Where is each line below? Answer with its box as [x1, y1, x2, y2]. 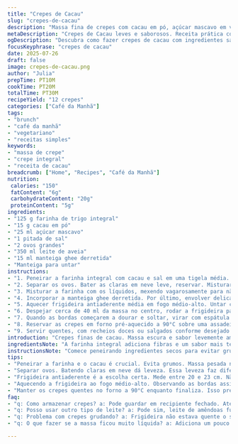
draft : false [7, 57, 46, 64]
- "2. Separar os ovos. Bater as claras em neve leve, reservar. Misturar [7, 281, 233, 288]
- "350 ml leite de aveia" [7, 248, 87, 256]
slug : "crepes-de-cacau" [7, 17, 81, 24]
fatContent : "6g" [10, 189, 62, 196]
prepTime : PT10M [7, 76, 55, 84]
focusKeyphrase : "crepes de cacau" [7, 43, 113, 50]
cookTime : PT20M [7, 83, 55, 90]
